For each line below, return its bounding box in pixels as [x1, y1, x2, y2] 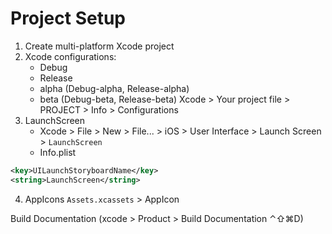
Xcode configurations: [24, 50, 117, 62]
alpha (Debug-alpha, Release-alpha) [39, 82, 190, 94]
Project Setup [10, 7, 127, 30]
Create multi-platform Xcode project [24, 40, 175, 52]
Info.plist [39, 146, 77, 158]
